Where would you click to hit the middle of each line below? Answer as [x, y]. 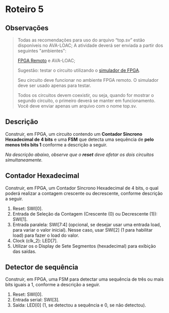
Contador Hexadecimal [42, 176]
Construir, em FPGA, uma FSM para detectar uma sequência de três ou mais [84, 279]
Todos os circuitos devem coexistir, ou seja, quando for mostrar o [86, 95]
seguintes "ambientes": [42, 51]
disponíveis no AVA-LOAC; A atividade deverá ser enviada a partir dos [90, 45]
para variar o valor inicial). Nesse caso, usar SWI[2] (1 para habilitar [82, 230]
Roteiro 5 [24, 9]
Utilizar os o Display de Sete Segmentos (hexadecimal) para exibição [84, 246]
